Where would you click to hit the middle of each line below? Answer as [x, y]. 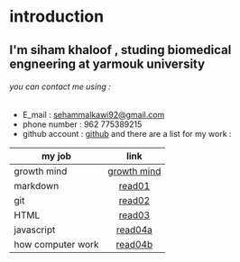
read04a [134, 230]
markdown [37, 185]
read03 [134, 215]
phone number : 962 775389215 [82, 124]
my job [56, 156]
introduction [57, 17]
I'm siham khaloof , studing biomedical [120, 50]
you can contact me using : [60, 86]
